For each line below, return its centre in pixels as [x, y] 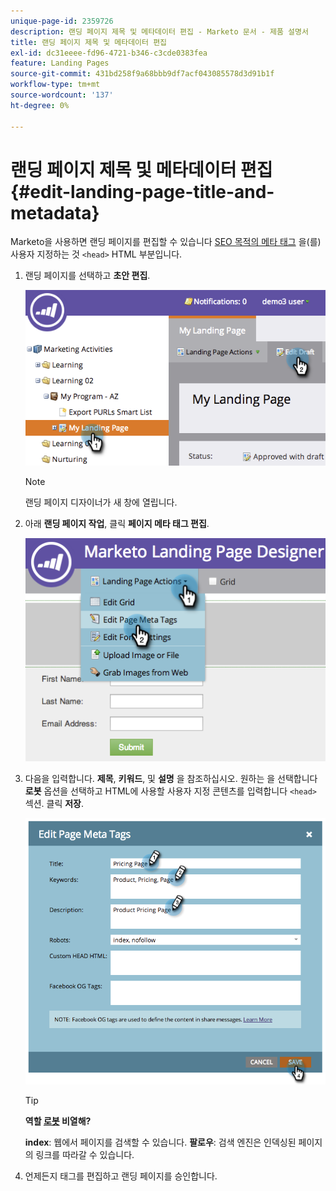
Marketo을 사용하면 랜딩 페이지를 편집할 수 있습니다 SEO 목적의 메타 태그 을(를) [166, 242]
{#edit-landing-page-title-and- [142, 191]
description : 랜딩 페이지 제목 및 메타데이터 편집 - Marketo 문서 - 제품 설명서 [159, 31]
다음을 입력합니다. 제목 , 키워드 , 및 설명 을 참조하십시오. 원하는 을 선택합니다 [171, 778]
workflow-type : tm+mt [55, 85]
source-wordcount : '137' [62, 95]
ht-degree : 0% [40, 105]
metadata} [55, 212]
